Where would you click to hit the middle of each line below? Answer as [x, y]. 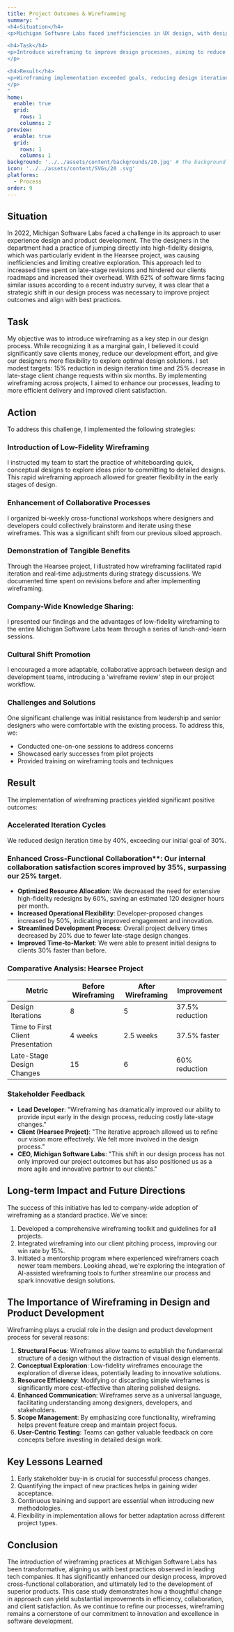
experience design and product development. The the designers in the [108, 241]
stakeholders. [37, 1410]
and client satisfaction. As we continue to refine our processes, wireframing [116, 1606]
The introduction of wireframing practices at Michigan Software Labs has [112, 1562]
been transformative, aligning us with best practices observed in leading [111, 1569]
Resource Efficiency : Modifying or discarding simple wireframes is [114, 1380]
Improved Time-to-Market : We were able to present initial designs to [117, 943]
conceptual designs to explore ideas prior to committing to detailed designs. [117, 470]
